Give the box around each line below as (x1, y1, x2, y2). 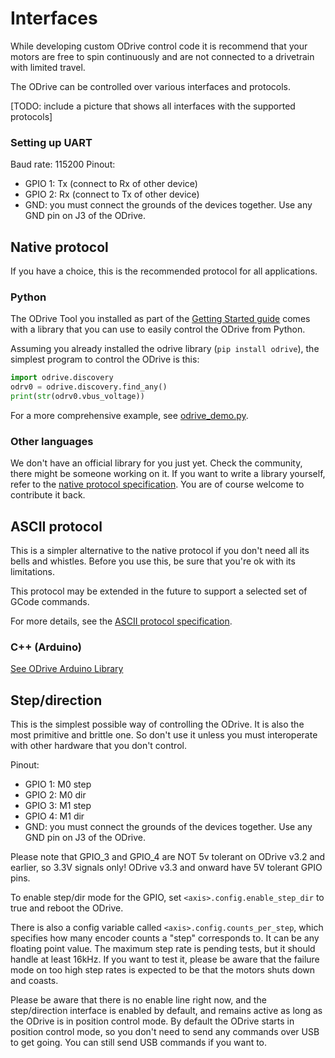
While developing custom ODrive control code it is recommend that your (10, 40, 308, 52)
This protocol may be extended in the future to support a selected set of (10, 585, 308, 597)
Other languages (10, 434, 94, 448)
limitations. (10, 566, 56, 578)
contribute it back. (10, 489, 86, 501)
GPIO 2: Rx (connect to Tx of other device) (24, 188, 200, 201)
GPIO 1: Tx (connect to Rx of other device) (24, 178, 198, 190)
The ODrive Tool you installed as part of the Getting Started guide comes (10, 313, 311, 325)
